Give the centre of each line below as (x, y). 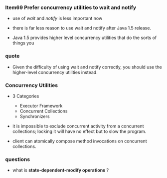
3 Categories (26, 96)
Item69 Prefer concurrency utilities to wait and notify (71, 7)
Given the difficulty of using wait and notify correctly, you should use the (87, 67)
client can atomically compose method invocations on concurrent (80, 141)
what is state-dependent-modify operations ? (60, 170)
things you (23, 43)
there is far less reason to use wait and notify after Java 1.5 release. (82, 28)
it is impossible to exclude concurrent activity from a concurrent (78, 126)
